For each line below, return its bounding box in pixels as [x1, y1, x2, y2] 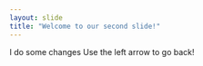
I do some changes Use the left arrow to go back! [9, 46, 195, 57]
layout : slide [9, 13, 64, 23]
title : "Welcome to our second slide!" [9, 22, 161, 31]
